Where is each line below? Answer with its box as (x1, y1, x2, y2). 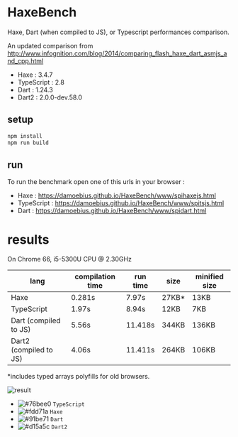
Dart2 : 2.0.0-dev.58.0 (17, 93, 83, 102)
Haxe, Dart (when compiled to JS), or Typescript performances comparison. (7, 28, 229, 36)
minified (195, 271, 225, 281)
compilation (74, 271, 115, 281)
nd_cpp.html (7, 56, 44, 65)
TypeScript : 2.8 (17, 77, 65, 86)
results (7, 232, 50, 247)
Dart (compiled (11, 315, 62, 325)
